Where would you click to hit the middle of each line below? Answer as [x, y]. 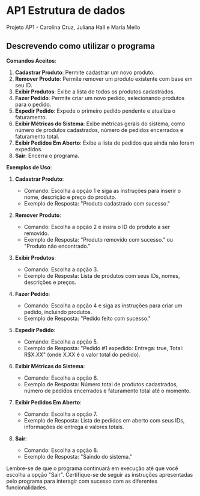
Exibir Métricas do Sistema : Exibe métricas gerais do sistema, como [100, 124]
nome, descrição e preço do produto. [70, 197]
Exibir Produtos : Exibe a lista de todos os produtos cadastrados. [95, 92]
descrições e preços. [50, 282]
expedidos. [29, 149]
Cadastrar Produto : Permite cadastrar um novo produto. [85, 72]
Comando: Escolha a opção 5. [61, 342]
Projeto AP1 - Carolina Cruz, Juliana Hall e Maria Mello [73, 27]
